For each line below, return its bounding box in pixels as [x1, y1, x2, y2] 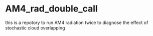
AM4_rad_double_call [5, 3, 98, 14]
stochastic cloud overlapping [5, 24, 65, 30]
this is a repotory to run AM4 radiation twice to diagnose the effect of [5, 19, 148, 25]
